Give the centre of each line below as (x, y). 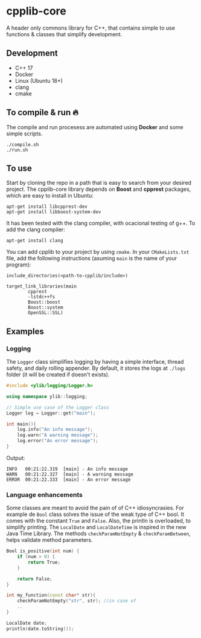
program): (19, 265)
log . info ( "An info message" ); (55, 430)
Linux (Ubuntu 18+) (39, 80)
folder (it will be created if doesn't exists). (58, 375)
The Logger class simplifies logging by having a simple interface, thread (95, 362)
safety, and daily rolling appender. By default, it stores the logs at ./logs (96, 368)
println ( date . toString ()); (40, 629)
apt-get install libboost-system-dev (54, 212)
